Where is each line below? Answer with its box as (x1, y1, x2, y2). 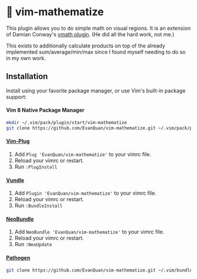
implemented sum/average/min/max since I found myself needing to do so (6, 48, 186, 55)
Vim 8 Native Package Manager (6, 106, 85, 113)
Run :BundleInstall (14, 202, 63, 209)
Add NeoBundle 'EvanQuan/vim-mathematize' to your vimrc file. (14, 228, 165, 236)
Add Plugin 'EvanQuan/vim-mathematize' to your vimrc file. (14, 190, 157, 197)
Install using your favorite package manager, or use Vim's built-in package (6, 87, 186, 94)
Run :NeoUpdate (14, 241, 52, 248)
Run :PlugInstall (14, 163, 57, 170)
